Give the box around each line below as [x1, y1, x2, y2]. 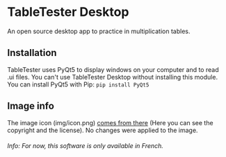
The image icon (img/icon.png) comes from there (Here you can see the [7, 118, 213, 127]
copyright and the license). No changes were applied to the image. [7, 126, 198, 134]
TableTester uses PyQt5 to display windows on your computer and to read [7, 65, 219, 73]
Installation [7, 47, 57, 59]
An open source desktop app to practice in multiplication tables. [7, 27, 191, 35]
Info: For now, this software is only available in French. [7, 142, 163, 150]
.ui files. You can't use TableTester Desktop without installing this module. [7, 73, 218, 81]
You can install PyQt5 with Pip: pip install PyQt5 [7, 80, 150, 89]
